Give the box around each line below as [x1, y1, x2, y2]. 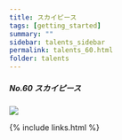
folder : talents [9, 54, 69, 63]
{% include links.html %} [9, 121, 100, 133]
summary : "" [9, 29, 53, 38]
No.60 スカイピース [9, 82, 82, 93]
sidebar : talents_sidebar [9, 37, 105, 47]
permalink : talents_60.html [9, 46, 114, 55]
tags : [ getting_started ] [9, 21, 102, 30]
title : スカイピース [9, 12, 77, 22]
